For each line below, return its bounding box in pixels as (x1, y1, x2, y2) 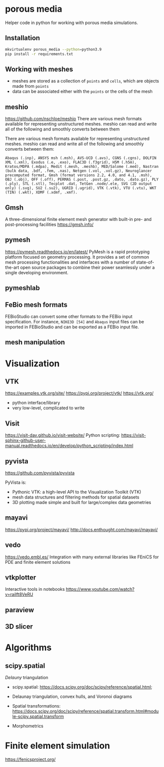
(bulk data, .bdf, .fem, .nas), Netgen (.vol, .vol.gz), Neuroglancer (5, 168, 152, 174)
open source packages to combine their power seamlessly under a (20, 264, 155, 270)
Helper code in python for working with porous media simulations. (5, 20, 139, 26)
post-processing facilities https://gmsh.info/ (5, 221, 94, 227)
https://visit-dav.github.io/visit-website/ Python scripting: (5, 432, 120, 438)
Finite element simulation (5, 740, 110, 751)
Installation (5, 34, 40, 42)
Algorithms (5, 642, 52, 653)
